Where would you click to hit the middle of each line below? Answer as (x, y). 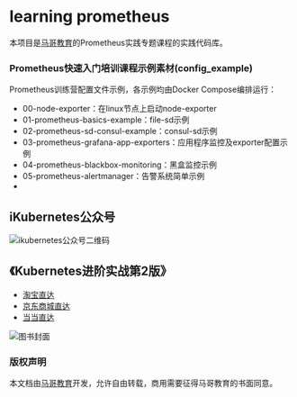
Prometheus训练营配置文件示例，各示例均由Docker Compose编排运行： (143, 90)
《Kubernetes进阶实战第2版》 (91, 271)
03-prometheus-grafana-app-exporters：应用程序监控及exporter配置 (151, 142)
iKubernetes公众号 (62, 217)
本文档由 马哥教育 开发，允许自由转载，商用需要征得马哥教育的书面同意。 (143, 383)
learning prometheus (90, 17)
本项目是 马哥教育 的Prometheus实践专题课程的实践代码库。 (118, 42)
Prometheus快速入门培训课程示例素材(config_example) (131, 68)
